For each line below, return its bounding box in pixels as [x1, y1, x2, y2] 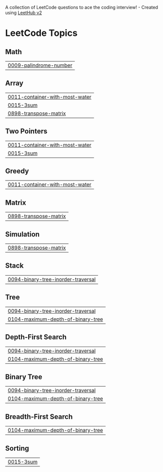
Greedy [5, 167, 29, 176]
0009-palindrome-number [8, 62, 72, 69]
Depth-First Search [5, 333, 67, 341]
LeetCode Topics [5, 27, 78, 39]
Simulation [5, 230, 40, 238]
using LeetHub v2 [5, 10, 42, 16]
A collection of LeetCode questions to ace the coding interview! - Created [5, 5, 158, 10]
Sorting [5, 444, 29, 452]
